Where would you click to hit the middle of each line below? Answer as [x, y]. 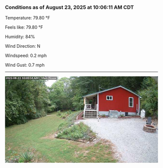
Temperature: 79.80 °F [28, 18]
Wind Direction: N [23, 46]
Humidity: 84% [20, 37]
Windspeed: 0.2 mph [26, 56]
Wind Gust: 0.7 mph [25, 65]
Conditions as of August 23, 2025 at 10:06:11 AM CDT [70, 7]
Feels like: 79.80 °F [24, 27]
